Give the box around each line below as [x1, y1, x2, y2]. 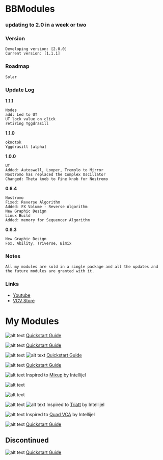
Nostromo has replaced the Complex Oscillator [5, 172, 106, 177]
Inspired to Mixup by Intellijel [25, 372, 86, 378]
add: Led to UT [5, 112, 38, 117]
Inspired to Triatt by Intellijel [46, 401, 105, 407]
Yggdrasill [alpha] [5, 144, 47, 149]
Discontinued [5, 436, 49, 444]
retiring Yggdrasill [5, 121, 49, 126]
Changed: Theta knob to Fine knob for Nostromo [5, 176, 108, 182]
